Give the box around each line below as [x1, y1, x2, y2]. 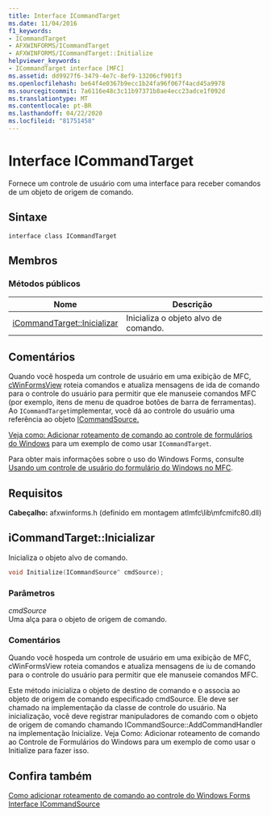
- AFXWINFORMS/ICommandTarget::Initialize [8, 49, 153, 57]
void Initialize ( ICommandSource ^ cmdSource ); [8, 568, 164, 576]
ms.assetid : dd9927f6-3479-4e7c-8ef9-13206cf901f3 [8, 72, 182, 80]
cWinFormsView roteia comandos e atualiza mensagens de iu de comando [8, 662, 256, 671]
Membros [8, 254, 58, 267]
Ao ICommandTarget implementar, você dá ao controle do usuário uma [8, 406, 236, 416]
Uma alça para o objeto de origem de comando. [8, 614, 168, 624]
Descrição [172, 299, 213, 310]
